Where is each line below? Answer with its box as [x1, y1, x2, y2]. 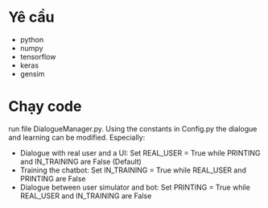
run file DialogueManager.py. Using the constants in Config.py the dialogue [8, 123, 258, 133]
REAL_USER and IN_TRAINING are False [19, 190, 152, 201]
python [19, 35, 44, 44]
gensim [19, 69, 45, 78]
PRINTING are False [19, 173, 86, 183]
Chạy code [8, 98, 82, 116]
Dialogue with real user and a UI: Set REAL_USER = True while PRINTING [19, 148, 261, 157]
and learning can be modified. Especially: [8, 132, 146, 142]
